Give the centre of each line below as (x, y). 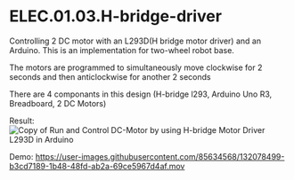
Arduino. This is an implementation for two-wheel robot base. (122, 50)
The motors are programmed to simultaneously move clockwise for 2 (136, 67)
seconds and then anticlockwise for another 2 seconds (110, 76)
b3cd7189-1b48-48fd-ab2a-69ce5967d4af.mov (97, 166)
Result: (22, 121)
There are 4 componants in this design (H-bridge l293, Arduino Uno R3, (141, 94)
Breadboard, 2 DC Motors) (58, 103)
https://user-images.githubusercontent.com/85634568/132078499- (160, 156)
